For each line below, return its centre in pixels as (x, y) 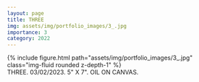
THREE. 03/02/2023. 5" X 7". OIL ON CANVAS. (73, 73)
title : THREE (26, 20)
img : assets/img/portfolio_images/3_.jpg (67, 26)
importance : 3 (27, 32)
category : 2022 (29, 39)
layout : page (26, 13)
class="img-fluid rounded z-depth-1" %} (64, 65)
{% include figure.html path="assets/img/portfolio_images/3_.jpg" (100, 58)
